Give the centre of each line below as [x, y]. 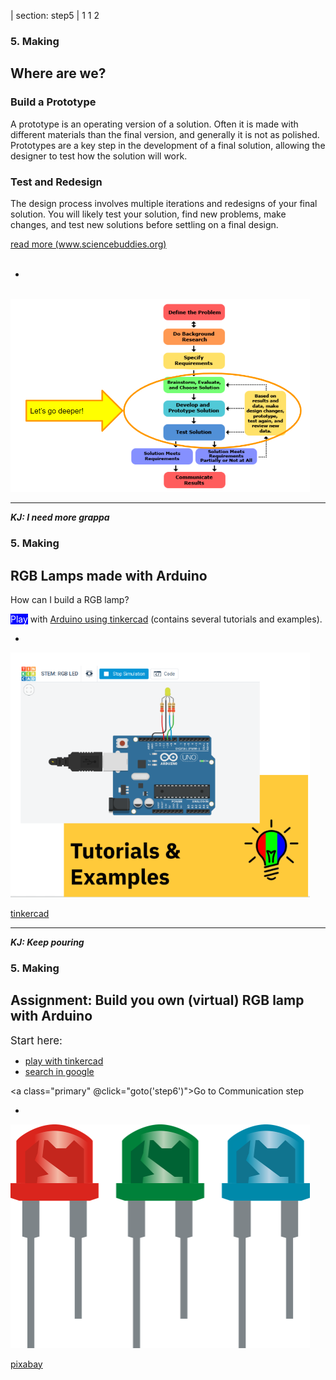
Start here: [36, 1041]
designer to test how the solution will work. [99, 156]
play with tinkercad [64, 1061]
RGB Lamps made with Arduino [109, 575]
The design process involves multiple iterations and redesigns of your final [164, 203]
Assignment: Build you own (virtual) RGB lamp [157, 1000]
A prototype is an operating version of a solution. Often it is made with [154, 124]
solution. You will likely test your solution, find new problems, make [148, 214]
